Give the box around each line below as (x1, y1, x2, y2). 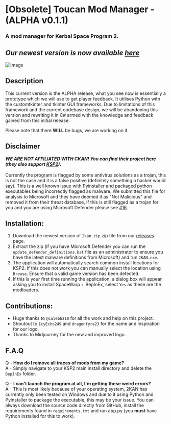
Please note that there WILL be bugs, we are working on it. (5, 127, 129, 133)
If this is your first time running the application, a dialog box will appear (12, 276, 162, 282)
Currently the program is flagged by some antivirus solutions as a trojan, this (5, 172, 166, 178)
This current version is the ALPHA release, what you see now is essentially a (5, 90, 166, 96)
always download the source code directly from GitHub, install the (5, 402, 144, 408)
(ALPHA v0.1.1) (5, 14, 69, 26)
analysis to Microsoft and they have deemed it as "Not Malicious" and (5, 193, 152, 199)
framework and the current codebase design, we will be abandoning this (5, 106, 158, 113)
